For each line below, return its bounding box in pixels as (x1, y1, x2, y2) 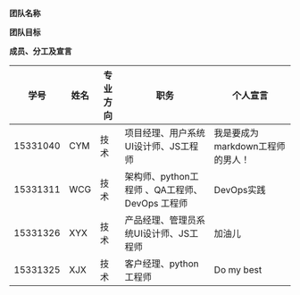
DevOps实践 (213, 184, 266, 196)
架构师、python (124, 171, 190, 182)
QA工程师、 (154, 184, 203, 196)
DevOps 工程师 (124, 198, 188, 209)
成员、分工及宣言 (9, 46, 72, 56)
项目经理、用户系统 (124, 127, 205, 139)
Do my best (213, 264, 262, 275)
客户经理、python (124, 257, 199, 270)
